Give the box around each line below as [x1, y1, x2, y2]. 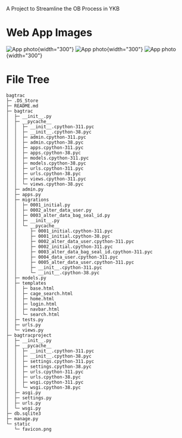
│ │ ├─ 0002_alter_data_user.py [6, 207, 92, 213]
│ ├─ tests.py [6, 316, 44, 322]
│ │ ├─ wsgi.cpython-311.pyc [6, 379, 84, 385]
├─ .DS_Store [6, 98, 39, 104]
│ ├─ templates [6, 280, 46, 286]
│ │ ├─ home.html [6, 296, 55, 302]
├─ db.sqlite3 [6, 411, 42, 417]
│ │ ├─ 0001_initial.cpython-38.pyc [6, 233, 111, 239]
